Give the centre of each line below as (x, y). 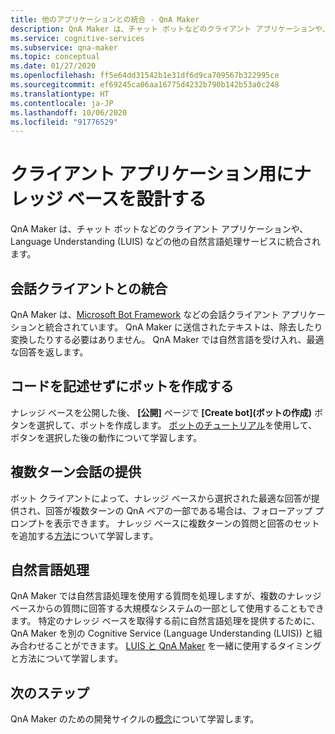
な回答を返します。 (49, 352)
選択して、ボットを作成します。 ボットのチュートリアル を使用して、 (177, 425)
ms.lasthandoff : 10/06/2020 (69, 112)
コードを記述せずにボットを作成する (122, 386)
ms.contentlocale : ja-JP (62, 103)
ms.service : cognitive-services (77, 38)
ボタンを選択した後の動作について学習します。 (106, 437)
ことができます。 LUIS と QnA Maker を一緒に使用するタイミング (187, 646)
